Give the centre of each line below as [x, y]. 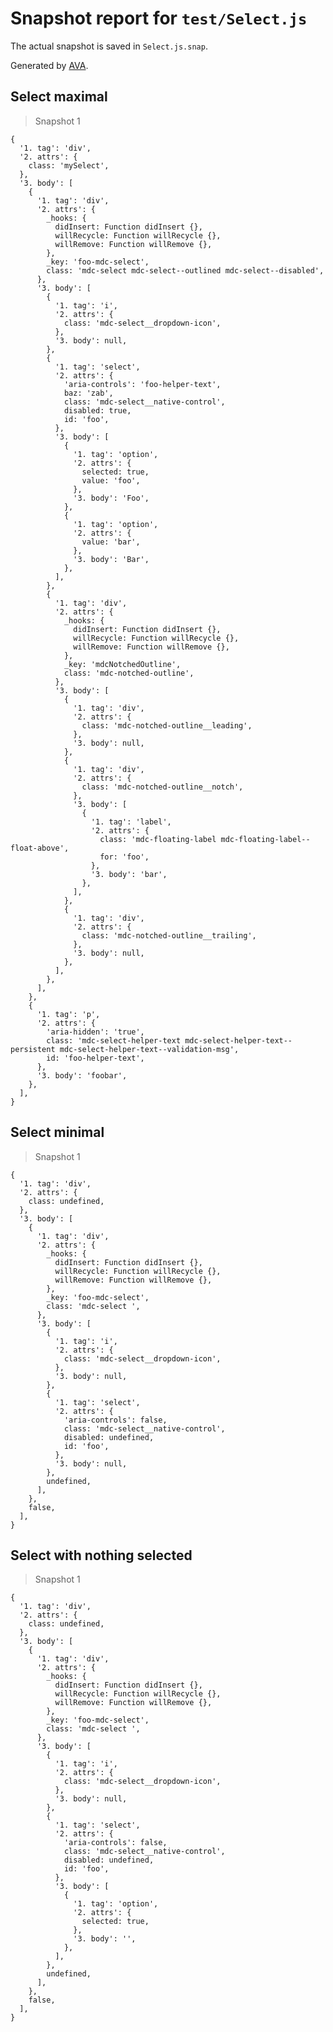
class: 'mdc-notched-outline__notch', [162, 787]
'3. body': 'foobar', [82, 1075]
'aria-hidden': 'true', [95, 1032]
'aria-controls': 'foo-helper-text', [142, 384]
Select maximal [59, 97]
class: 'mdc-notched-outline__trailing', [169, 935]
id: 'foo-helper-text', [95, 1058]
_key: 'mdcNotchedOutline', [122, 664]
